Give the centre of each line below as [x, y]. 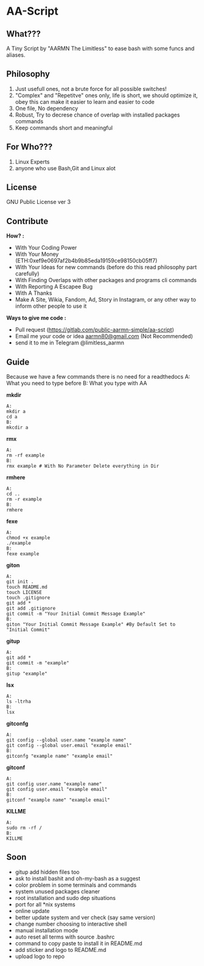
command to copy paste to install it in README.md [79, 943]
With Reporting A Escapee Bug [54, 287]
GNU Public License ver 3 [39, 202]
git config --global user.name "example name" [66, 740]
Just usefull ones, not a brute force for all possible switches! [91, 89]
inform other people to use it [51, 306]
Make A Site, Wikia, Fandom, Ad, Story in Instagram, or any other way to [106, 300]
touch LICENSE [24, 593]
